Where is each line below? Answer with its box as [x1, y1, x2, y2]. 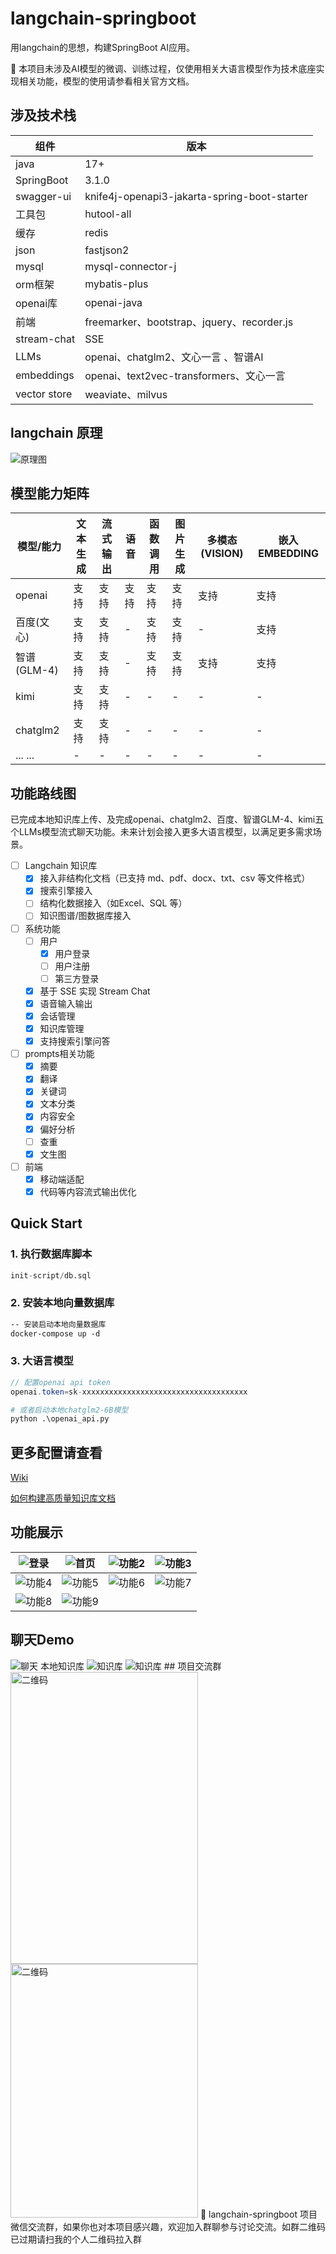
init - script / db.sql [10, 1270, 92, 1281]
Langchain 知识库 [24, 860, 98, 872]
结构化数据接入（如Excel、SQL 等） [39, 897, 188, 909]
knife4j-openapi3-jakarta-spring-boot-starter [84, 189, 308, 203]
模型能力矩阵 [10, 485, 90, 502]
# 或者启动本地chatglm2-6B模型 [10, 1405, 129, 1415]
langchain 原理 [10, 425, 103, 442]
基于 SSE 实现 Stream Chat [39, 985, 151, 997]
